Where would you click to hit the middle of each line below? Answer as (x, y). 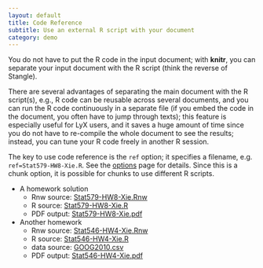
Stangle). (23, 76)
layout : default (35, 15)
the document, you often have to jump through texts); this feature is (117, 117)
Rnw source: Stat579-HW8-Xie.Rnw (89, 197)
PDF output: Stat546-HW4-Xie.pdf (87, 255)
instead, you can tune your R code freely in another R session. (109, 141)
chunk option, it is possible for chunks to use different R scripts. (111, 174)
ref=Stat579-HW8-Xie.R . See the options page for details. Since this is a (123, 165)
